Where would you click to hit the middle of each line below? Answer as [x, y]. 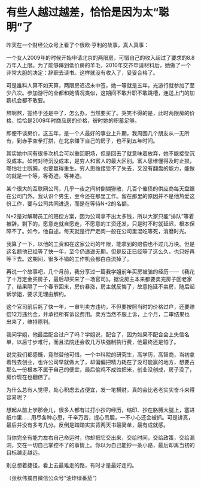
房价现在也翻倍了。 [30, 377]
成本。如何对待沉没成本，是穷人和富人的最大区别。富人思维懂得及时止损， [103, 161]
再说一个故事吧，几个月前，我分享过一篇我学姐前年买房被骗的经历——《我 [98, 271]
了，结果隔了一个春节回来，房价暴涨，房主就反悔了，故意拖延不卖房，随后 [98, 286]
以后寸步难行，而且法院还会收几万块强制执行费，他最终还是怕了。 [98, 342]
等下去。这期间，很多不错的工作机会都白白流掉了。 [69, 258]
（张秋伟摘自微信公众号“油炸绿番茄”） [53, 478]
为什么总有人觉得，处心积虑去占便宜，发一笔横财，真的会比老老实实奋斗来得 [100, 389]
